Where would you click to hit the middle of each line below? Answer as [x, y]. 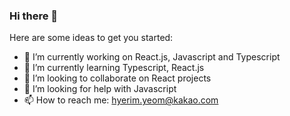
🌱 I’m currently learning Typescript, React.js [114, 68]
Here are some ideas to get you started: [91, 38]
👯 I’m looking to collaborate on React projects [117, 78]
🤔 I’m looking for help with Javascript [100, 89]
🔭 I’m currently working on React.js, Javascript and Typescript [152, 57]
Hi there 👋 [34, 16]
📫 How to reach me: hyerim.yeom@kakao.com [121, 100]
